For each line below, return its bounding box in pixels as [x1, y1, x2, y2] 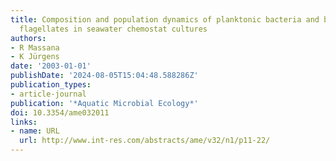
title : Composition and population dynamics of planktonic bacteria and [10, 14, 320, 25]
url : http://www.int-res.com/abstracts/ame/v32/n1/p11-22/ [19, 136, 271, 146]
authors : [10, 33, 47, 43]
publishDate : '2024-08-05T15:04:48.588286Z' [10, 71, 199, 81]
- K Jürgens [10, 52, 60, 62]
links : [10, 117, 38, 127]
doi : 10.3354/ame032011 [10, 107, 110, 118]
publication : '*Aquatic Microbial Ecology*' [10, 98, 199, 108]
